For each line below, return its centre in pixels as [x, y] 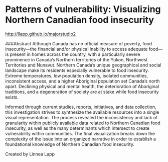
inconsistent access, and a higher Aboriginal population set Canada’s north [82, 81]
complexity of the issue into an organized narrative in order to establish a [81, 139]
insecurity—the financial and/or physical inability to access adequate [76, 49]
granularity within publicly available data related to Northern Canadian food [83, 123]
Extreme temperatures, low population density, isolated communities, [77, 75]
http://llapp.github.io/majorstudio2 [41, 34]
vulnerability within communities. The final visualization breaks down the [80, 133]
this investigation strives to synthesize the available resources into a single [82, 112]
